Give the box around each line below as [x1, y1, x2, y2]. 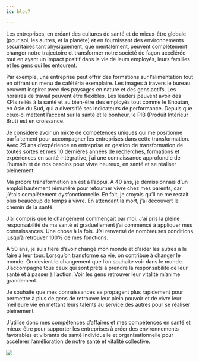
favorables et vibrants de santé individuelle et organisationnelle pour [6, 331, 174, 338]
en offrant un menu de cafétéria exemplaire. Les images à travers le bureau [6, 80, 191, 87]
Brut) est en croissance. [6, 117, 65, 125]
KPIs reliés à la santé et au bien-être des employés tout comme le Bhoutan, [6, 99, 190, 106]
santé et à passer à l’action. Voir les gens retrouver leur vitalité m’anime [6, 271, 181, 278]
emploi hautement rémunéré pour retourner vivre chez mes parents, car [6, 185, 182, 192]
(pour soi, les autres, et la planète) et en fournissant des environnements [6, 36, 184, 43]
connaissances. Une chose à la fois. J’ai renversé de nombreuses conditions [6, 227, 194, 234]
